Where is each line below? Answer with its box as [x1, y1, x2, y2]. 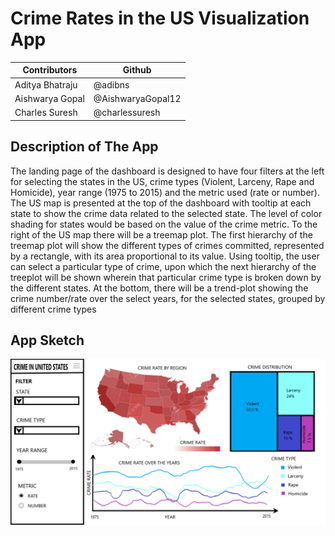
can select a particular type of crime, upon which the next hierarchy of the [10, 260, 317, 272]
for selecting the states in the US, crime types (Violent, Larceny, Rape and [10, 175, 315, 187]
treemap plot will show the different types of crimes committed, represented [10, 239, 325, 251]
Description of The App [10, 138, 159, 156]
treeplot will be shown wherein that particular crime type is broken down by [10, 271, 322, 283]
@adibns [93, 78, 130, 91]
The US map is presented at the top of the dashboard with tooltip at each [10, 197, 312, 209]
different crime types [10, 303, 97, 315]
